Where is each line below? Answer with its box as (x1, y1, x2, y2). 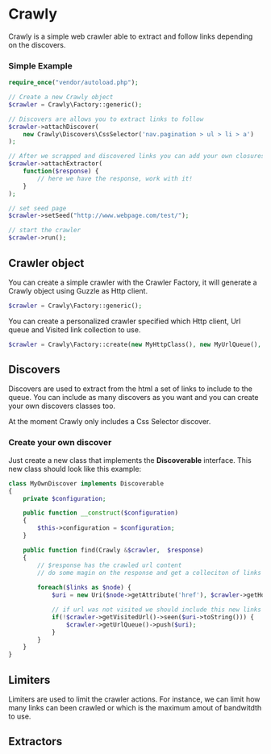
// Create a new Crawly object (8, 94, 114, 102)
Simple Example (8, 60, 73, 71)
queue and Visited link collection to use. (8, 324, 141, 335)
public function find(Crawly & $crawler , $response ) (23, 546, 204, 554)
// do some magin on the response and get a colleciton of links (37, 569, 262, 577)
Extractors (8, 735, 63, 748)
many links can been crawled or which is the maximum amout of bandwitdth (8, 702, 262, 712)
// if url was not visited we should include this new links (51, 606, 262, 614)
